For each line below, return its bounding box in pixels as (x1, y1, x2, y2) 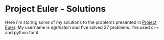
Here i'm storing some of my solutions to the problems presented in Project (5, 19, 157, 25)
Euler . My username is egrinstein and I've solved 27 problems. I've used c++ (5, 24, 160, 30)
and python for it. (5, 29, 40, 35)
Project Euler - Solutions (5, 3, 106, 14)
